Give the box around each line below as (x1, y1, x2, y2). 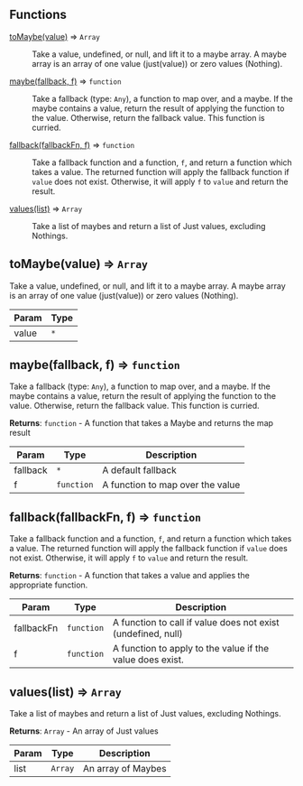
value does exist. (112, 653, 185, 666)
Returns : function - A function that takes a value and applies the (9, 570, 250, 581)
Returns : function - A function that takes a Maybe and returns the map (9, 418, 273, 429)
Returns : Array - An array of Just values (9, 726, 160, 736)
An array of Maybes (82, 763, 167, 775)
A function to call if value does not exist (112, 616, 280, 629)
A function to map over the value (102, 478, 241, 491)
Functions (9, 7, 68, 23)
